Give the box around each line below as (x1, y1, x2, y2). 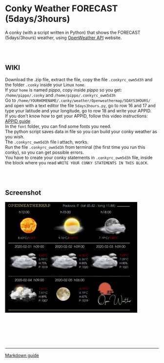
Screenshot (5, 189, 41, 197)
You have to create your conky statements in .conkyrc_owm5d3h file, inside (5, 155, 153, 160)
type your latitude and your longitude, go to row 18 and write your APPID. (5, 108, 152, 113)
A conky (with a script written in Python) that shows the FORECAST (5, 29, 141, 35)
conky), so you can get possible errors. (5, 149, 84, 155)
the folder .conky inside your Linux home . (5, 82, 86, 88)
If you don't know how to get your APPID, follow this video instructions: (5, 113, 148, 119)
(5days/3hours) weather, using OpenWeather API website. (5, 35, 122, 41)
